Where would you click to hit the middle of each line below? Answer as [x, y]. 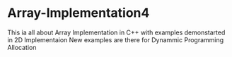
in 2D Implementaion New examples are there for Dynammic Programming [116, 39]
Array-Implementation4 [79, 13]
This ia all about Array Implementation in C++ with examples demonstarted [116, 32]
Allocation [22, 47]
